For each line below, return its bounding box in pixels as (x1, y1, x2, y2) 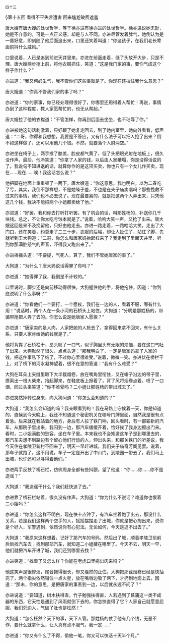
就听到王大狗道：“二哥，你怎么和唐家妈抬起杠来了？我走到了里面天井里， (5, 235, 157, 241)
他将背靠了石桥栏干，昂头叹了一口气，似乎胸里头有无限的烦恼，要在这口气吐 (5, 342, 164, 347)
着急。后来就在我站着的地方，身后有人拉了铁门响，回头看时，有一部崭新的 (5, 418, 159, 424)
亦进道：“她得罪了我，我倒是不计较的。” (5, 274, 87, 279)
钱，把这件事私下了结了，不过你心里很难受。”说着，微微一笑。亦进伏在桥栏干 (5, 354, 164, 360)
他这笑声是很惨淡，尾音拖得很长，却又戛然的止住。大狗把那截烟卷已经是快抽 (5, 569, 164, 574)
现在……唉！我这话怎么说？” (17, 170, 75, 175)
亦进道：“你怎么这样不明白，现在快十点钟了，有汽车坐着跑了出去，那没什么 (5, 511, 162, 517)
